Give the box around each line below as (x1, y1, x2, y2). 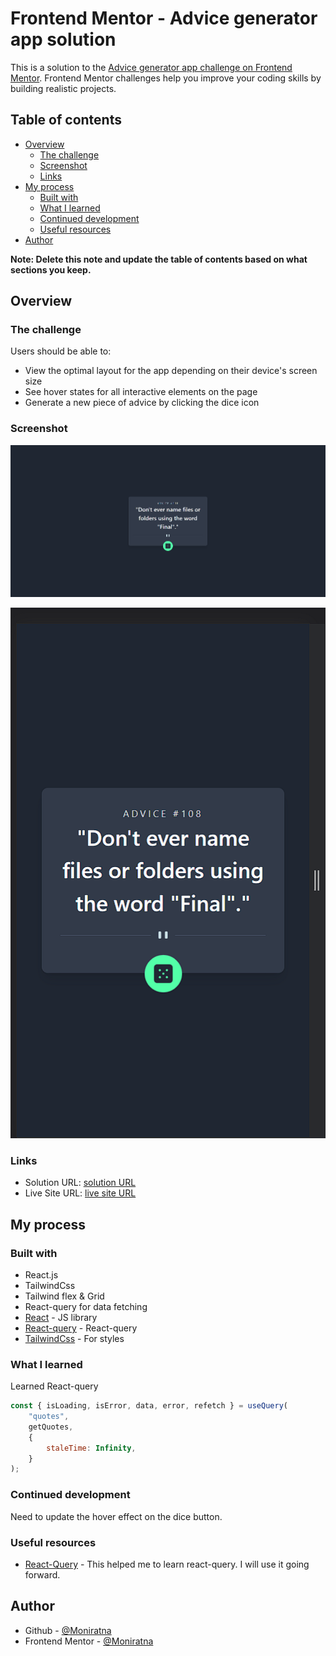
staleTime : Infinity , (46, 1443, 137, 1453)
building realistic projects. (10, 82, 117, 94)
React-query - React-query (24, 1322, 138, 1334)
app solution (10, 28, 117, 51)
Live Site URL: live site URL (24, 1187, 137, 1199)
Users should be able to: (10, 345, 112, 357)
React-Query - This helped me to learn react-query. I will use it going (24, 1558, 310, 1570)
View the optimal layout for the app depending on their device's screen (24, 365, 318, 377)
